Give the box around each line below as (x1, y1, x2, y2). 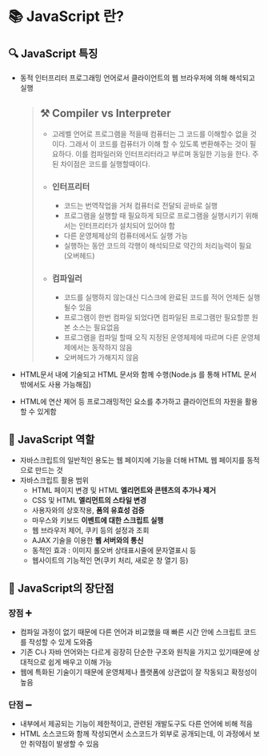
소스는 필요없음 (72, 322, 120, 333)
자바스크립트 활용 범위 (19, 475, 90, 485)
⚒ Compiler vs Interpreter (39, 107, 171, 120)
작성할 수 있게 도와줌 (28, 637, 94, 646)
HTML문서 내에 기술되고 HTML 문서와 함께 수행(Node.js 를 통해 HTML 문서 (19, 370, 258, 379)
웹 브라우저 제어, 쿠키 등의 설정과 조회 (31, 526, 150, 536)
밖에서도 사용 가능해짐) (19, 380, 92, 390)
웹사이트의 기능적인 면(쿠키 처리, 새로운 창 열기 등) (31, 556, 189, 565)
